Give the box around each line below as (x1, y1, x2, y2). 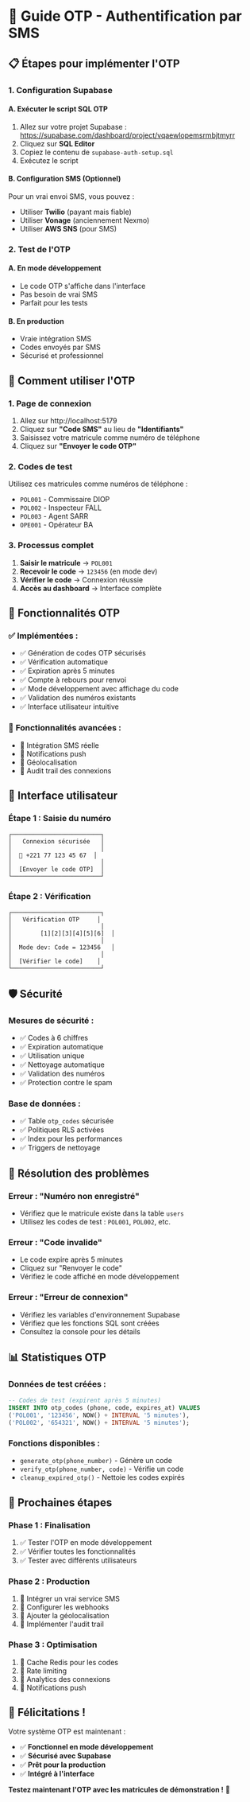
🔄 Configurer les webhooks (19, 1602, 110, 1612)
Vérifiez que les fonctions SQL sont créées (19, 1318, 160, 1328)
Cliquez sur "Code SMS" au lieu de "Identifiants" (19, 424, 184, 434)
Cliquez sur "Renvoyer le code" (19, 1263, 123, 1273)
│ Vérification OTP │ (8, 916, 102, 924)
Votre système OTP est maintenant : (8, 1726, 126, 1737)
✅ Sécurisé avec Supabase (19, 1751, 112, 1761)
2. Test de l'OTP (8, 243, 71, 255)
